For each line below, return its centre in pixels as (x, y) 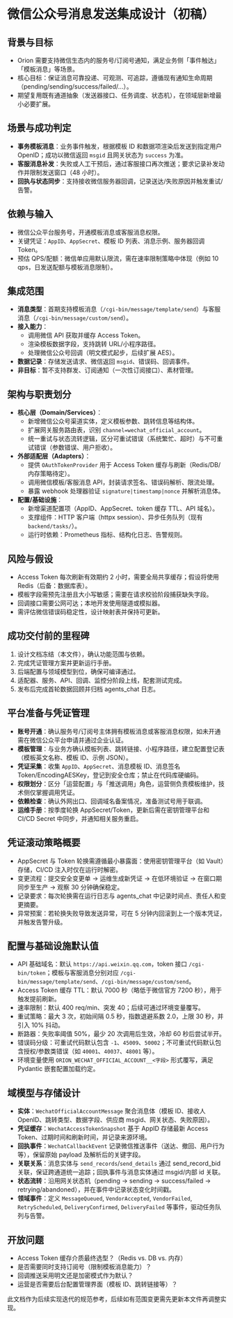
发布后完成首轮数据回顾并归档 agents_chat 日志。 (88, 689)
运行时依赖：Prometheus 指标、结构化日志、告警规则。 (107, 535)
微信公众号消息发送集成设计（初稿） (111, 14)
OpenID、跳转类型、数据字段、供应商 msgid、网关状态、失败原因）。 (115, 1120)
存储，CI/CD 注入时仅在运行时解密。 (70, 869)
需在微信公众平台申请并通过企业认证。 (72, 740)
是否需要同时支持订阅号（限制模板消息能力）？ (84, 1266)
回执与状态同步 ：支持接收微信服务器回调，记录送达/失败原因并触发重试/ (120, 181)
